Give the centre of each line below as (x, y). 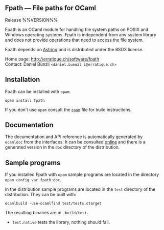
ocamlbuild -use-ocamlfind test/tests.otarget (53, 203)
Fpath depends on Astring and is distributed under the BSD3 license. (74, 49)
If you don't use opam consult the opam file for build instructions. (69, 110)
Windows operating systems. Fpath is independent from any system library (81, 34)
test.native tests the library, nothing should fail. (61, 222)
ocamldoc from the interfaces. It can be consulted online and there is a (75, 142)
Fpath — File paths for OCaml (51, 8)
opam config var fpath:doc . (33, 180)
